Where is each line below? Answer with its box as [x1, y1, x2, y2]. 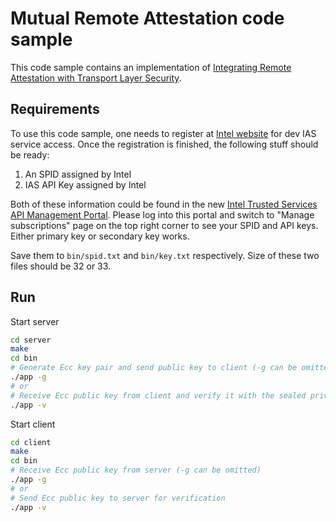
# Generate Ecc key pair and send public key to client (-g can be [10, 363, 298, 373]
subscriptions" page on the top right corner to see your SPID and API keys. [10, 219, 319, 231]
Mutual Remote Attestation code [10, 7, 285, 30]
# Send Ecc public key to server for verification [10, 493, 226, 503]
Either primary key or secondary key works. [10, 230, 190, 242]
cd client [10, 437, 52, 447]
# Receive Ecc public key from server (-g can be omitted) [10, 465, 262, 476]
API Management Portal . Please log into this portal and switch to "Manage [10, 208, 315, 221]
